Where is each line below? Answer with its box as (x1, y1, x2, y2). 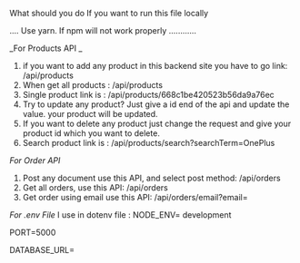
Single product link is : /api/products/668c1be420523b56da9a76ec (22, 90, 275, 100)
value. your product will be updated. (22, 109, 158, 119)
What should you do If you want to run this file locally (9, 8, 209, 18)
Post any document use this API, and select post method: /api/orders (22, 172, 281, 183)
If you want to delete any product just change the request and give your (22, 118, 292, 129)
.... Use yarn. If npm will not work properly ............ (9, 25, 197, 35)
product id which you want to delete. (22, 128, 161, 139)
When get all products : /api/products (22, 80, 164, 90)
